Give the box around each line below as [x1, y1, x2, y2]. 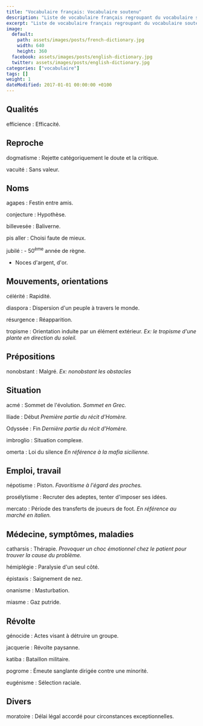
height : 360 [17, 48, 47, 54]
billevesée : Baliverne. [6, 223, 61, 230]
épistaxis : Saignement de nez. [6, 575, 83, 583]
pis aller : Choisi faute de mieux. [6, 234, 86, 242]
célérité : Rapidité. [6, 292, 51, 299]
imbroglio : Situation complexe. [6, 436, 83, 443]
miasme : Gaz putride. [6, 598, 62, 606]
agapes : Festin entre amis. [6, 199, 74, 206]
